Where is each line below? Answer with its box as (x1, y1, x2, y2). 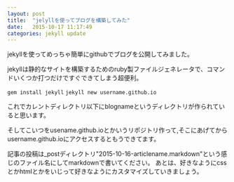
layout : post (7, 10, 46, 18)
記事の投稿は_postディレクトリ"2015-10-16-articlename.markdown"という (7, 150, 221, 158)
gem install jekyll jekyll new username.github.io (7, 89, 157, 96)
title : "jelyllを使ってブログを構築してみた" (7, 17, 131, 24)
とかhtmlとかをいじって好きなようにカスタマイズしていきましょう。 (7, 167, 203, 176)
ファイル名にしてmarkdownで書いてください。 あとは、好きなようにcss (19, 159, 227, 167)
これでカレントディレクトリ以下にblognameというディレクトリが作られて (7, 103, 219, 111)
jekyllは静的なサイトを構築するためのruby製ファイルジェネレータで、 (7, 65, 207, 74)
